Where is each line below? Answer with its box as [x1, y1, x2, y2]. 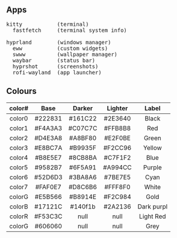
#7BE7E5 [104, 173, 131, 181]
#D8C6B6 [68, 183, 98, 191]
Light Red [139, 212, 167, 221]
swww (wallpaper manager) [12, 51, 118, 58]
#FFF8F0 [104, 183, 131, 191]
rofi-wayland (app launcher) [12, 69, 102, 76]
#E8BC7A [34, 143, 63, 152]
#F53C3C [34, 212, 63, 221]
